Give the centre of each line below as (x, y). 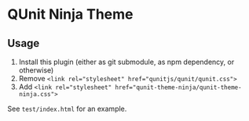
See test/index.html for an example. (67, 109)
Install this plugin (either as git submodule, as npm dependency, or (126, 62)
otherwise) (36, 70)
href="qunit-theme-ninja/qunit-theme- (178, 87)
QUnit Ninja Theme (71, 14)
